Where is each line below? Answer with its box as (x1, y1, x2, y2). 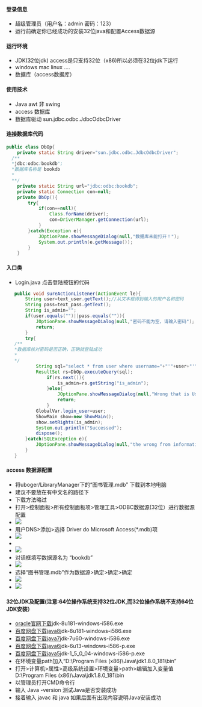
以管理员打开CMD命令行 (14, 679, 75, 686)
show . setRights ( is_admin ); (35, 419, 103, 425)
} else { (46, 386, 63, 392)
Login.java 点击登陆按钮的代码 (14, 279, 90, 286)
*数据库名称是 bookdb (11, 166, 60, 173)
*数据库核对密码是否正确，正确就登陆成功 (14, 347, 102, 353)
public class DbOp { (6, 144, 55, 150)
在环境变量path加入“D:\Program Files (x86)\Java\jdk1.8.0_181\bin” (14, 658, 177, 665)
